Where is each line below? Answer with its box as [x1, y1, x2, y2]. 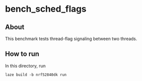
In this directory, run [5, 62, 46, 69]
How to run [5, 50, 40, 58]
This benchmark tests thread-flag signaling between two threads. [5, 36, 138, 41]
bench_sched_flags [5, 3, 87, 15]
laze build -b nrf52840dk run [5, 72, 67, 77]
